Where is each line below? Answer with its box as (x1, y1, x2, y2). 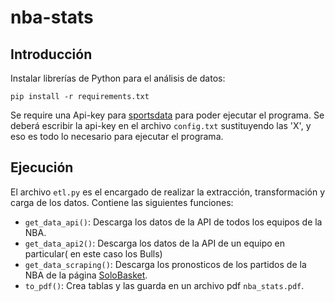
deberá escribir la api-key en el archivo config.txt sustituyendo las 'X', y (10, 120, 312, 131)
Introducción (10, 46, 93, 63)
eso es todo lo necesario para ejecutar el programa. (10, 131, 224, 142)
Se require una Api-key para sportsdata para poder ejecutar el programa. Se (10, 109, 325, 121)
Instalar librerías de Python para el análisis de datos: (10, 72, 226, 84)
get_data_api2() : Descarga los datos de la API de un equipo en (24, 237, 286, 249)
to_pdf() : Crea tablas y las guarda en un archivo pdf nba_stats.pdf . (24, 279, 305, 291)
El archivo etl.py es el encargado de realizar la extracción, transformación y (10, 186, 326, 198)
